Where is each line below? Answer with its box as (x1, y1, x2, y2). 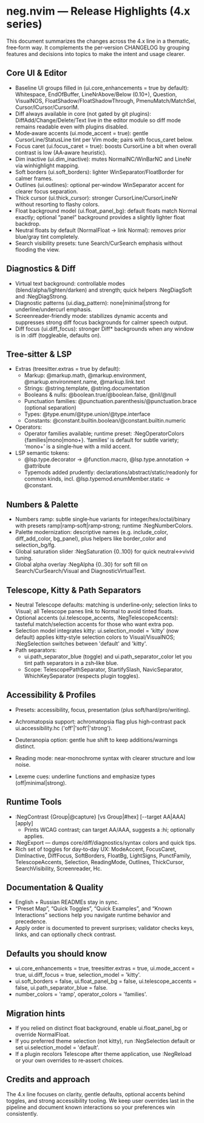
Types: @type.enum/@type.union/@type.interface (24, 410, 151, 418)
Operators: (15, 423, 42, 431)
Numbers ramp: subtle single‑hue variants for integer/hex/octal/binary (15, 516, 191, 523)
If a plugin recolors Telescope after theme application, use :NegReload (15, 1051, 192, 1058)
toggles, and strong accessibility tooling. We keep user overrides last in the (6, 1097, 194, 1104)
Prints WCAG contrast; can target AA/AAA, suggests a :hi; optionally (24, 826, 195, 833)
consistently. (6, 1110, 38, 1117)
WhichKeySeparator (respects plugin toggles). (24, 672, 140, 680)
